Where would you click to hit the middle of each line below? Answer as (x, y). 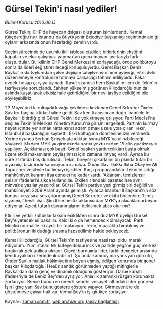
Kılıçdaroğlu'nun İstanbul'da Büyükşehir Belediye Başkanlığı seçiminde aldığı (82, 37)
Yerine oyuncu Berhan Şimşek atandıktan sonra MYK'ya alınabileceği (74, 138)
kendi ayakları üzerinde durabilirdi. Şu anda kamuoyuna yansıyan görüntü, (79, 255)
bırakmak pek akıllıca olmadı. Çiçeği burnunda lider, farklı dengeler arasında (81, 250)
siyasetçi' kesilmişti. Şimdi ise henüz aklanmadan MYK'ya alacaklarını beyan (81, 200)
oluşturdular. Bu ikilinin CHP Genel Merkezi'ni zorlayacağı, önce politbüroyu (81, 62)
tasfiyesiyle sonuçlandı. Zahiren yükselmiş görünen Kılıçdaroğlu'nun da (76, 88)
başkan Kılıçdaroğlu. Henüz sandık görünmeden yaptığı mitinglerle (72, 266)
